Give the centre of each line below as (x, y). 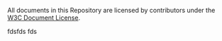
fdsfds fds (22, 31)
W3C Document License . (44, 18)
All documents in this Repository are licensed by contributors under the (111, 10)
